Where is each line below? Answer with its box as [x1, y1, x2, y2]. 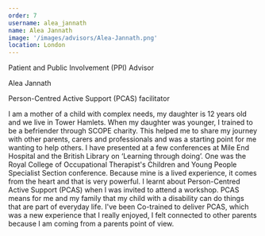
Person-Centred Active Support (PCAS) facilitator [8, 94, 171, 103]
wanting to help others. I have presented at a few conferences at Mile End [8, 143, 250, 153]
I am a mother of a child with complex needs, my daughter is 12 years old [8, 109, 248, 119]
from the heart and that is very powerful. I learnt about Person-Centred [8, 176, 240, 187]
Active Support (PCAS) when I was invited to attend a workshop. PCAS [8, 185, 240, 195]
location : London [8, 41, 66, 49]
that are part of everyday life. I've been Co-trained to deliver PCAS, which [8, 202, 249, 211]
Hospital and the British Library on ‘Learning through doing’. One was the [8, 152, 247, 161]
